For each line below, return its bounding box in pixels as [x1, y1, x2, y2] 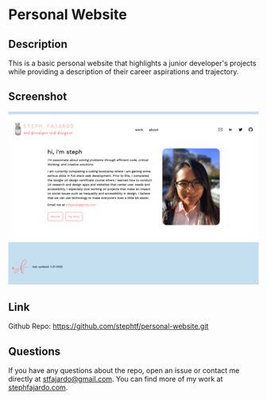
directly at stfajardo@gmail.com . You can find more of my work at [8, 374, 223, 383]
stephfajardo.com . [8, 382, 68, 392]
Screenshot [8, 90, 68, 104]
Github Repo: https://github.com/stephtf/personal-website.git [8, 321, 209, 331]
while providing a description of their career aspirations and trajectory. [8, 67, 239, 76]
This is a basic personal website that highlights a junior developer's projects [8, 58, 257, 68]
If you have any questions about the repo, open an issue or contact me [8, 365, 240, 375]
